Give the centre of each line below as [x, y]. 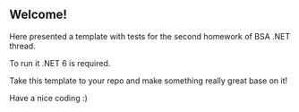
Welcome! [38, 15]
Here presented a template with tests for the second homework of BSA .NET [150, 36]
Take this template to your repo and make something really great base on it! [149, 81]
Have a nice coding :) [48, 98]
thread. [22, 46]
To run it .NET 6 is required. [60, 63]
